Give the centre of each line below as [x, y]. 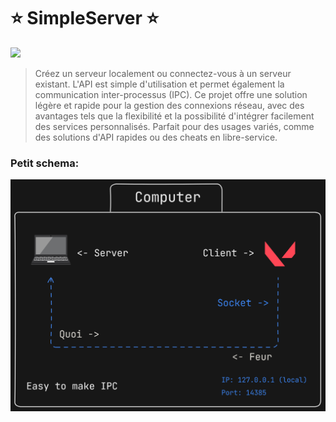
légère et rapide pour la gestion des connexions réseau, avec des [169, 105]
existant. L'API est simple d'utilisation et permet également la [159, 84]
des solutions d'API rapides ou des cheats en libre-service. [156, 137]
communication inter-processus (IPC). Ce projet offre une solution [171, 94]
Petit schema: [45, 163]
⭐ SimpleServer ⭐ [85, 18]
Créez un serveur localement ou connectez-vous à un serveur [163, 73]
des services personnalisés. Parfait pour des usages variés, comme [174, 126]
